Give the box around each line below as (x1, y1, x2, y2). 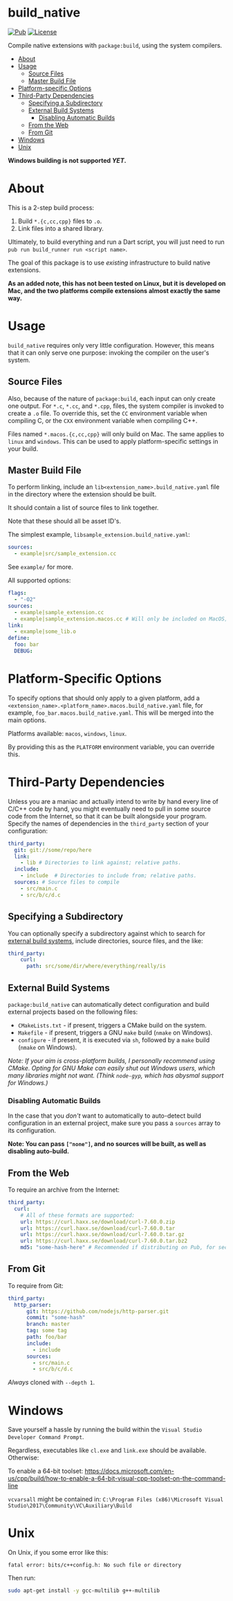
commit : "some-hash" (26, 1314, 86, 1321)
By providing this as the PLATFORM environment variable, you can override (8, 742, 215, 751)
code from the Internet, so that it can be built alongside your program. (8, 812, 207, 820)
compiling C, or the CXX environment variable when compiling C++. (8, 416, 198, 424)
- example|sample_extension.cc (14, 609, 104, 616)
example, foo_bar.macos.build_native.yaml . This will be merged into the (8, 708, 214, 717)
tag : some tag (26, 1327, 68, 1334)
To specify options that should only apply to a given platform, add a (8, 694, 200, 702)
